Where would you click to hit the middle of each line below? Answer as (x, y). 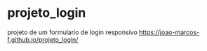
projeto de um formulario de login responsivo (73, 32)
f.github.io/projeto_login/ (43, 39)
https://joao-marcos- (169, 32)
